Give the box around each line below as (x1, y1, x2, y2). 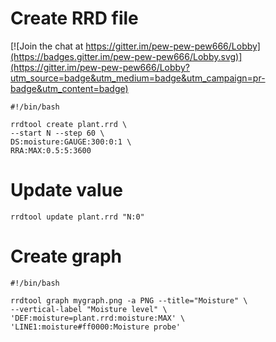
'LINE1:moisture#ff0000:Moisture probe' (10, 322, 182, 332)
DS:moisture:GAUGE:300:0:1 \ (10, 137, 132, 147)
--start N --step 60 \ (10, 128, 105, 138)
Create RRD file (10, 7, 139, 30)
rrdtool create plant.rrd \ (10, 119, 128, 129)
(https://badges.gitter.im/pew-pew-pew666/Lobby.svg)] (10, 50, 243, 62)
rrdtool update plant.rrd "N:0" (10, 212, 145, 222)
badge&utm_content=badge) (10, 82, 129, 94)
